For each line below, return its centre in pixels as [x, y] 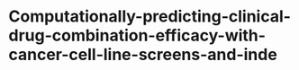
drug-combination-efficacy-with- [137, 35]
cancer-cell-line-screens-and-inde [143, 55]
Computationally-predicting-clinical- [150, 17]
